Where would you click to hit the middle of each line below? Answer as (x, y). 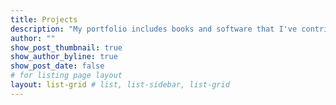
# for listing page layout (66, 76)
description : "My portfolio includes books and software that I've (154, 29)
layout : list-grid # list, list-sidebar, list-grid (120, 85)
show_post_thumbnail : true (66, 47)
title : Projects (44, 19)
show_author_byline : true (64, 57)
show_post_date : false (57, 66)
